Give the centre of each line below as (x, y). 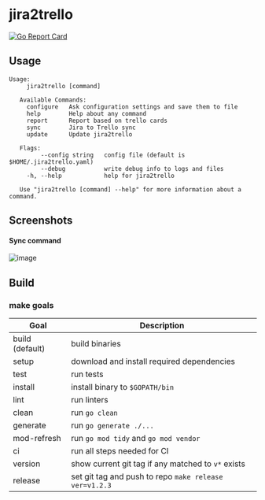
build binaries (96, 344)
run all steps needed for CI (120, 451)
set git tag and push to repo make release (147, 476)
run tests (87, 374)
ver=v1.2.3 (92, 485)
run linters (90, 400)
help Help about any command (86, 113)
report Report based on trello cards (97, 120)
